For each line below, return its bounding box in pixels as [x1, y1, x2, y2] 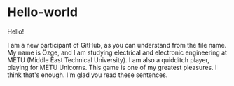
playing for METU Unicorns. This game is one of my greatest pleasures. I [7, 63, 217, 71]
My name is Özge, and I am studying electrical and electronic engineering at [7, 48, 228, 57]
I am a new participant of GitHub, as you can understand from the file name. [7, 41, 227, 49]
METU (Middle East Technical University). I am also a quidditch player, [7, 55, 210, 64]
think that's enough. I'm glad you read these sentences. [7, 71, 168, 79]
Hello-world [7, 4, 78, 20]
